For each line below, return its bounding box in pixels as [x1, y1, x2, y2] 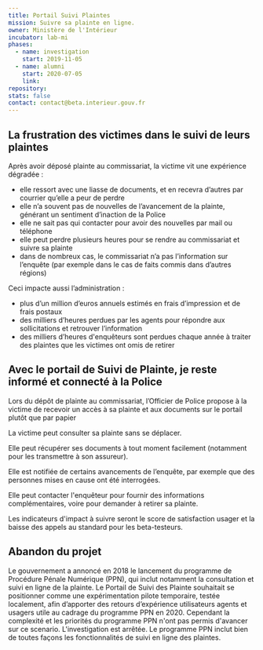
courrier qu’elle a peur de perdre [19, 193, 126, 203]
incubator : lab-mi [8, 33, 68, 42]
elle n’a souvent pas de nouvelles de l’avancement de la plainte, [19, 201, 225, 210]
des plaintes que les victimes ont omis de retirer [19, 340, 175, 349]
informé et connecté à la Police [8, 375, 163, 389]
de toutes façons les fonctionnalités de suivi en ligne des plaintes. [8, 633, 221, 642]
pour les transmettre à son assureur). [8, 451, 129, 461]
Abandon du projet [8, 545, 102, 558]
